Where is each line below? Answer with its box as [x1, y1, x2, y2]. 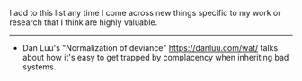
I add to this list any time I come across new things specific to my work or [9, 8, 281, 18]
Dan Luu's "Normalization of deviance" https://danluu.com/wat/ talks [22, 43, 279, 53]
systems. [22, 61, 57, 72]
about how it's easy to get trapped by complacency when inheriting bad [22, 53, 289, 62]
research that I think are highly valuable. [9, 17, 158, 28]
